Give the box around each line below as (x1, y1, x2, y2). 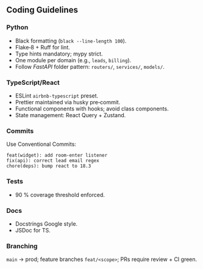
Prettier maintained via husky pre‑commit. (15, 98, 121, 106)
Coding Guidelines (6, 5, 78, 15)
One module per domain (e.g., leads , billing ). (15, 56, 132, 63)
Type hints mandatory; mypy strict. (15, 50, 103, 57)
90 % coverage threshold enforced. (15, 191, 105, 198)
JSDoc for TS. (15, 226, 51, 234)
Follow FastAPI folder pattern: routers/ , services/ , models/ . (15, 63, 165, 70)
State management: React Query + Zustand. (15, 111, 126, 118)
